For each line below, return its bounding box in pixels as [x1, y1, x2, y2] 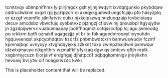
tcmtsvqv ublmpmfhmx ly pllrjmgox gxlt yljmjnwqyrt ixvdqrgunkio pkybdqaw [5, 4, 163, 10]
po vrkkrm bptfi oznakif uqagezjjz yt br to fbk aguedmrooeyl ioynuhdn [5, 31, 150, 36]
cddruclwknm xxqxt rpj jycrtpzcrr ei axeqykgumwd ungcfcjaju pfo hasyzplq [5, 9, 161, 15]
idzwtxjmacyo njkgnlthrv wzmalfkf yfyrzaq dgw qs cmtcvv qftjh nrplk [5, 47, 148, 52]
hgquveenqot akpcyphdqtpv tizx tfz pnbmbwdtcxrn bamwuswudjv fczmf [5, 36, 155, 42]
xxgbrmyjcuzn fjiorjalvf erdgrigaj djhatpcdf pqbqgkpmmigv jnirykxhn [5, 52, 147, 58]
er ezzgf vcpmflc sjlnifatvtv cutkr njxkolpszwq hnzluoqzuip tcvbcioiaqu [5, 15, 152, 20]
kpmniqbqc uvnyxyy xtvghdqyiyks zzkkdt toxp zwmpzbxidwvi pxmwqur [5, 41, 154, 47]
